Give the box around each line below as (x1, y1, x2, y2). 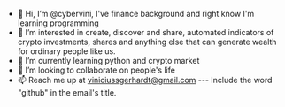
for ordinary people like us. (17, 46, 117, 57)
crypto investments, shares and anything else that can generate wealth (17, 36, 277, 47)
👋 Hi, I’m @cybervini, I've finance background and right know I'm (17, 9, 255, 19)
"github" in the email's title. (17, 88, 117, 97)
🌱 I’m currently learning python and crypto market (17, 56, 200, 65)
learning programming (17, 18, 99, 28)
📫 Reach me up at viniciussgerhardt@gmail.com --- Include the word (17, 75, 273, 85)
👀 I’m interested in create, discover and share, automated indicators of (17, 27, 274, 37)
